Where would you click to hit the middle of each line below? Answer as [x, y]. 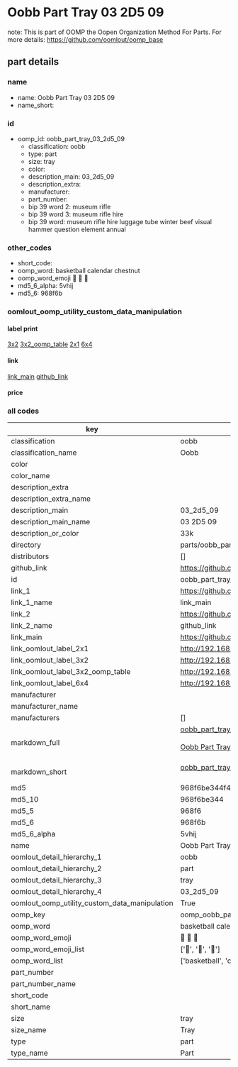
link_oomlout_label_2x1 [50, 648]
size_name [29, 1030]
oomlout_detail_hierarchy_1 [56, 857]
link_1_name [32, 602]
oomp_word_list [37, 961]
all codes [23, 411]
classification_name [44, 453]
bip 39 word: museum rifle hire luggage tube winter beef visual [120, 221]
